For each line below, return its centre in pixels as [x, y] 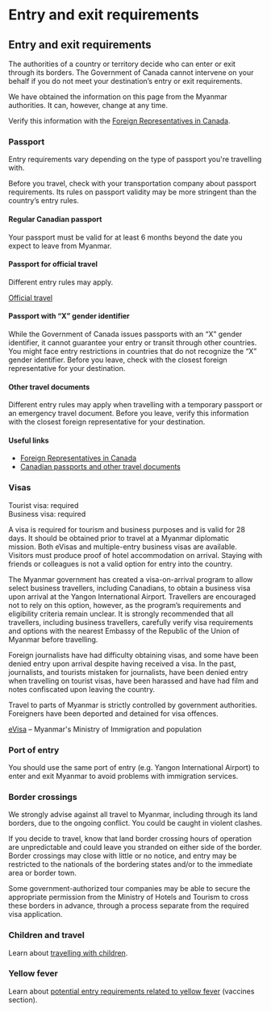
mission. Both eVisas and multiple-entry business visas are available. [123, 547]
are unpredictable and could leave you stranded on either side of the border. [135, 847]
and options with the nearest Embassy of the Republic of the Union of [124, 631]
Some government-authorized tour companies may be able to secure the [129, 889]
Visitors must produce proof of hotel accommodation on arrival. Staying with [135, 555]
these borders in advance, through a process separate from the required [129, 906]
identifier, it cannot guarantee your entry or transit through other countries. [133, 342]
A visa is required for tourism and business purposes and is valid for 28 [127, 529]
